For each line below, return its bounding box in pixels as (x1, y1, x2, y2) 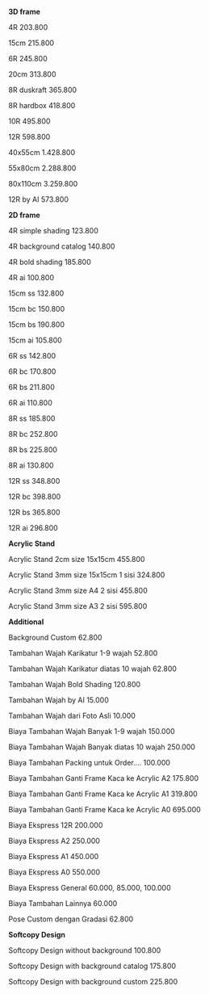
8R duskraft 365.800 (8, 85, 77, 94)
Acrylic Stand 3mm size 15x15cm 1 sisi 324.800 (8, 570, 165, 580)
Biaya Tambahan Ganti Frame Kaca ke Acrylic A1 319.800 (8, 789, 198, 799)
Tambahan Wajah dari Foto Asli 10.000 (8, 711, 136, 720)
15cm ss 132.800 (8, 288, 65, 298)
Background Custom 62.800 (8, 633, 102, 642)
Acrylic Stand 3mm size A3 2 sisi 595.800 (8, 602, 148, 610)
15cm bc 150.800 (8, 304, 65, 313)
